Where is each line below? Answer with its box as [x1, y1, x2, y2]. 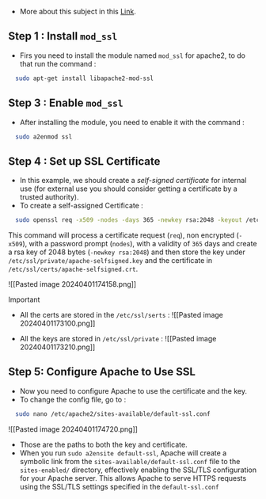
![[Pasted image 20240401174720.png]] [8, 424, 139, 434]
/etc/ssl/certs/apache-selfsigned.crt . [8, 265, 139, 274]
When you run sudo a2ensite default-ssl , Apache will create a [19, 448, 227, 458]
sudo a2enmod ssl [15, 132, 73, 141]
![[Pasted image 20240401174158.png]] [8, 280, 137, 289]
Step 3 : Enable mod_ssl [8, 97, 124, 110]
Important [8, 295, 40, 304]
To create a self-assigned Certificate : [19, 201, 144, 211]
